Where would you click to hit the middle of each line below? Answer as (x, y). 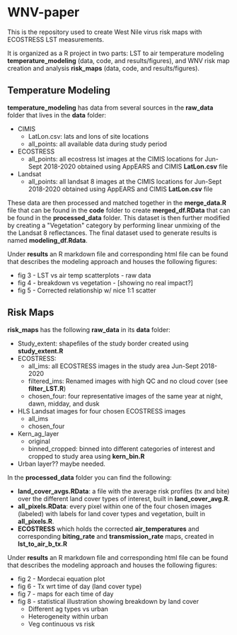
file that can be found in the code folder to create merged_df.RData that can (119, 210)
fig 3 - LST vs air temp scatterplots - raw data (84, 275)
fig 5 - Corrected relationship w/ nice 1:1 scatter (87, 290)
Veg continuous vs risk (62, 624)
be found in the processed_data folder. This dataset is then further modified (118, 217)
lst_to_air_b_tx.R (42, 544)
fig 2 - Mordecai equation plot (61, 578)
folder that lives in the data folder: (57, 115)
